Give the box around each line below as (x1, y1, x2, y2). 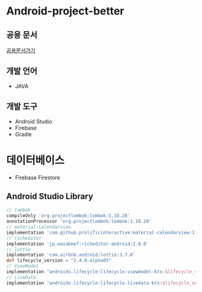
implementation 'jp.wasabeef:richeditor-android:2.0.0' (6, 241, 149, 247)
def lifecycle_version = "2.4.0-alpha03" (6, 258, 112, 264)
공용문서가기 (6, 47, 36, 54)
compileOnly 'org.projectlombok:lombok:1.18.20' (6, 213, 130, 219)
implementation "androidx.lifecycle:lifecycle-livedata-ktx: (6, 280, 163, 286)
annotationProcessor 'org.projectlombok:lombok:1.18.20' (6, 219, 152, 225)
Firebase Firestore (14, 173, 60, 181)
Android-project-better (6, 4, 124, 18)
